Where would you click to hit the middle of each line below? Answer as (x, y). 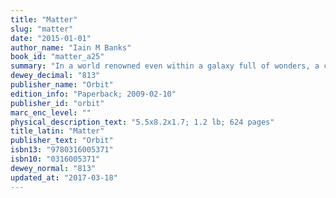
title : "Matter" (44, 19)
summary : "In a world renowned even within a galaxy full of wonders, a (165, 66)
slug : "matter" (42, 29)
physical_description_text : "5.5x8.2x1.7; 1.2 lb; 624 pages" (142, 122)
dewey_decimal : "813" (55, 76)
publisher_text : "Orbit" (62, 141)
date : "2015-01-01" (51, 38)
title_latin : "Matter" (57, 131)
